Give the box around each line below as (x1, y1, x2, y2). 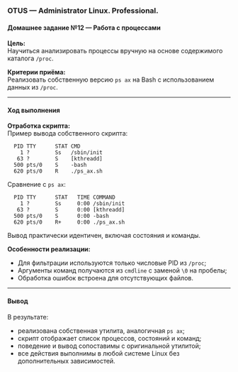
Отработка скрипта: (7, 121, 71, 130)
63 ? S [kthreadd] (16, 155, 103, 163)
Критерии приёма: (7, 68, 66, 77)
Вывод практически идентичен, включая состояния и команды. (7, 231, 200, 240)
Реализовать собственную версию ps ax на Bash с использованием (7, 75, 215, 84)
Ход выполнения (7, 106, 60, 114)
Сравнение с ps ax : (7, 180, 66, 189)
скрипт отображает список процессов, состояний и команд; (17, 334, 202, 342)
